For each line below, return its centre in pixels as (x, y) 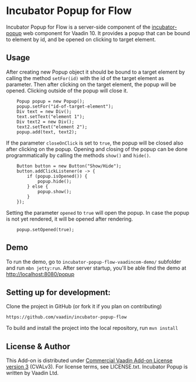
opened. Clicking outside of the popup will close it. (67, 90)
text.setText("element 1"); (51, 116)
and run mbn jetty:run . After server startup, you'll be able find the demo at (96, 268)
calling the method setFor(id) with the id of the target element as (85, 78)
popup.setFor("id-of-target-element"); (65, 106)
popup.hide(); (54, 181)
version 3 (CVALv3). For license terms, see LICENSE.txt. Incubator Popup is (97, 367)
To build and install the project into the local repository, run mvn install (92, 328)
